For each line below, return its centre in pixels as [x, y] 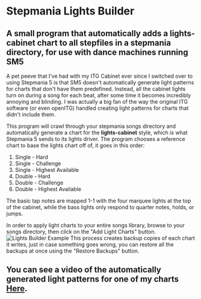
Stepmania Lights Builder [70, 11]
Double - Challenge [39, 183]
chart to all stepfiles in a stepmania [104, 42]
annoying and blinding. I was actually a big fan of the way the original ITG [97, 102]
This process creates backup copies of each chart [133, 238]
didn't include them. [31, 115]
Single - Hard [31, 157]
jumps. [14, 213]
